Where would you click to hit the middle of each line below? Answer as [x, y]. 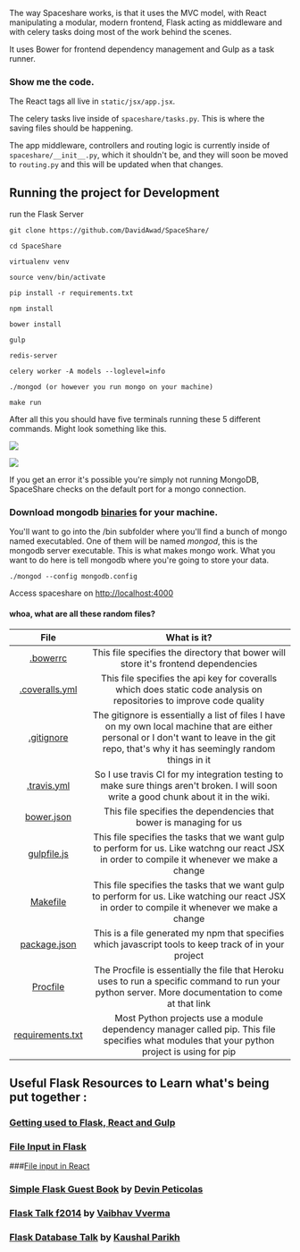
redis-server [33, 356]
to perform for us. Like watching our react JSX [189, 896]
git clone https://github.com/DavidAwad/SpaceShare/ [109, 231]
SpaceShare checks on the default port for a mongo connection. [128, 489]
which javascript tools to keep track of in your [189, 944]
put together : [48, 1097]
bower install [36, 325]
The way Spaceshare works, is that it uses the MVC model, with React [138, 13]
